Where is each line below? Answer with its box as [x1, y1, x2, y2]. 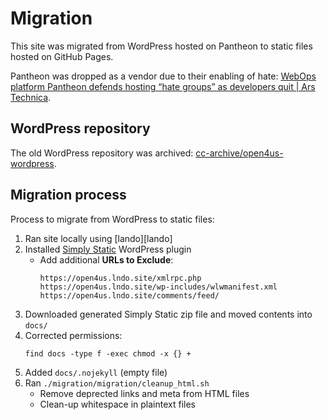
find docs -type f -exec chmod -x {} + [24, 348, 192, 359]
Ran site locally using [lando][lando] [24, 232, 173, 244]
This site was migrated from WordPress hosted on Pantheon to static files [10, 40, 313, 52]
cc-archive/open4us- [195, 147, 284, 159]
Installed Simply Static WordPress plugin [24, 243, 192, 255]
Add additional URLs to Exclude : [39, 253, 174, 266]
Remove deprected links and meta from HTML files [39, 387, 250, 399]
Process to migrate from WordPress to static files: [10, 213, 215, 225]
